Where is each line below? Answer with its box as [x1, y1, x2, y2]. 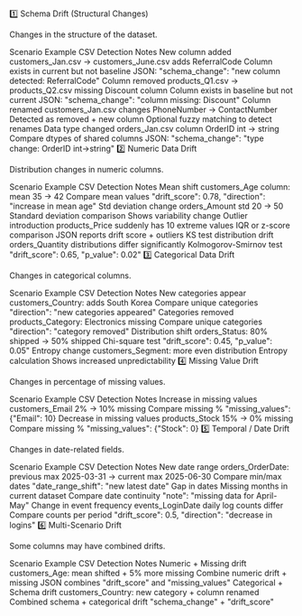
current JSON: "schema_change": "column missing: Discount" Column [9, 95, 271, 105]
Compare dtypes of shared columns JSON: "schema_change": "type [9, 133, 264, 144]
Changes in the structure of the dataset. [9, 29, 158, 40]
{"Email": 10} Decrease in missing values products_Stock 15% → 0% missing [9, 413, 294, 424]
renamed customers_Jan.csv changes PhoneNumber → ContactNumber [9, 104, 278, 115]
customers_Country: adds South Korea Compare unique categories [9, 297, 259, 308]
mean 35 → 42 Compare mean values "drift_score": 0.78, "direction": [9, 191, 266, 201]
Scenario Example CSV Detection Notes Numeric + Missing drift [9, 558, 247, 568]
